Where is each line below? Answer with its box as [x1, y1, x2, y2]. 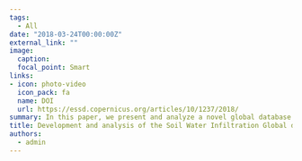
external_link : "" [9, 38, 78, 47]
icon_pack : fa [17, 88, 70, 97]
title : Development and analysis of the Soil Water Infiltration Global [9, 122, 288, 131]
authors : [9, 130, 42, 139]
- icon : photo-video [9, 80, 87, 89]
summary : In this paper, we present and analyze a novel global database [9, 113, 292, 122]
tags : [9, 13, 30, 22]
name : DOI [17, 96, 54, 106]
